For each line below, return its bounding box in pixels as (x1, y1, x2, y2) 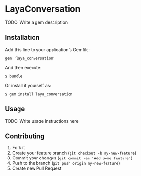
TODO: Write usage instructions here (5, 118, 79, 123)
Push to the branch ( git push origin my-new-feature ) (12, 160, 120, 166)
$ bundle (5, 74, 23, 79)
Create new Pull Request (12, 165, 62, 171)
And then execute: (5, 64, 42, 70)
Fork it (12, 145, 25, 151)
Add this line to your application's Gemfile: (5, 46, 90, 52)
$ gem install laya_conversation (5, 91, 73, 97)
